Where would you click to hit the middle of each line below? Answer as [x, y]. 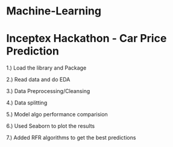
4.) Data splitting [27, 103]
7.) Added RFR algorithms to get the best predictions [71, 138]
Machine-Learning [54, 11]
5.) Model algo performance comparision [57, 115]
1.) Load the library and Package [46, 68]
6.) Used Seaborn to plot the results [51, 126]
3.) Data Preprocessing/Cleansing [48, 91]
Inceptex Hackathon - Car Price [86, 39]
